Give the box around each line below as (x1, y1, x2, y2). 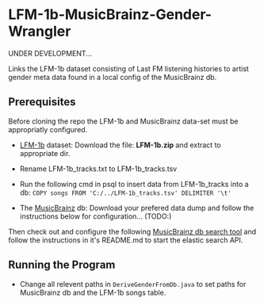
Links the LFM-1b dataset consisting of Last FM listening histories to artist (8, 63, 250, 73)
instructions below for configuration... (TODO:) (19, 212, 172, 221)
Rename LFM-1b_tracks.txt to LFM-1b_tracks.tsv (19, 164, 178, 173)
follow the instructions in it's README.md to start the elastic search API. (8, 235, 243, 245)
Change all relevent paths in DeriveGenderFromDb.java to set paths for (19, 279, 247, 288)
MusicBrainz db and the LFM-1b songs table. (19, 288, 166, 297)
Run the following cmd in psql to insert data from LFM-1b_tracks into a (19, 179, 249, 189)
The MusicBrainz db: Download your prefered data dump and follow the (19, 203, 254, 212)
